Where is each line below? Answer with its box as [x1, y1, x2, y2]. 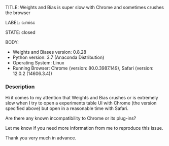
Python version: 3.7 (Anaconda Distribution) [12, 54, 105, 60]
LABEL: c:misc [5, 20, 36, 25]
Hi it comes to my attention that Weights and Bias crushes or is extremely [5, 95, 158, 101]
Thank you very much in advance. [5, 135, 77, 141]
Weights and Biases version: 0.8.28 [12, 49, 87, 55]
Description [5, 83, 35, 90]
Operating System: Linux [12, 60, 64, 65]
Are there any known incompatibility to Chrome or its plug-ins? [5, 115, 137, 121]
